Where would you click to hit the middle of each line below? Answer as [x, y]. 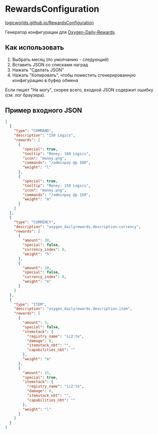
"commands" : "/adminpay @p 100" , [57, 163]
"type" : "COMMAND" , [34, 131]
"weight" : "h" [37, 254]
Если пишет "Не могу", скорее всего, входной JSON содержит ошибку [79, 90]
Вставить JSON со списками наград [50, 64]
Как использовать [35, 48]
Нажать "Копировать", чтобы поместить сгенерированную [74, 75]
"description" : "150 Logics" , [45, 136]
